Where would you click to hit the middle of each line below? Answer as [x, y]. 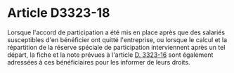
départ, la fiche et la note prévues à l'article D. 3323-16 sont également [110, 55]
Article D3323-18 [59, 13]
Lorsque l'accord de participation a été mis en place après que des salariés [116, 32]
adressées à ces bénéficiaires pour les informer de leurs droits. [99, 62]
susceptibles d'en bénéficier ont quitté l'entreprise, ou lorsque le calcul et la [117, 39]
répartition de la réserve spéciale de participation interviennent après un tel [116, 47]
